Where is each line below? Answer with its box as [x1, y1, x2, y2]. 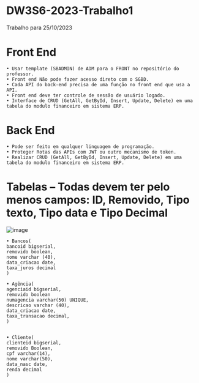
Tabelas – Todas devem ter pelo [6, 180, 170, 193]
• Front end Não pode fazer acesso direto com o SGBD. [6, 76, 149, 83]
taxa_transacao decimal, [6, 313, 70, 319]
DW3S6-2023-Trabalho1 [6, 4, 133, 18]
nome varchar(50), [6, 355, 53, 362]
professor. [6, 71, 34, 77]
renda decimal [6, 366, 43, 373]
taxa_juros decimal [6, 264, 56, 271]
